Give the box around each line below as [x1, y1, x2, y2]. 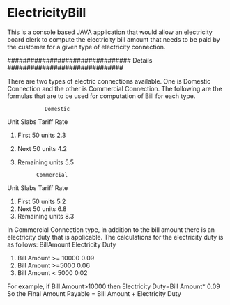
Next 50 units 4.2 [17, 144, 68, 152]
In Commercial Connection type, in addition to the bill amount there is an [7, 225, 215, 234]
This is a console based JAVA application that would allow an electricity [7, 28, 213, 36]
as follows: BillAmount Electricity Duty [7, 240, 116, 249]
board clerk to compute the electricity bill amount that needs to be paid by [7, 35, 221, 43]
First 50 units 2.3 [17, 131, 66, 139]
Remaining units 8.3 [17, 212, 75, 220]
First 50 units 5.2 [17, 197, 66, 205]
